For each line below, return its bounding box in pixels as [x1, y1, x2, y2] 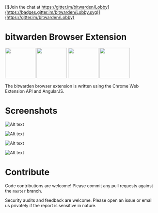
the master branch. [5, 188, 43, 194]
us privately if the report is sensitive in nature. [5, 202, 96, 208]
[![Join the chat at [5, 4, 41, 10]
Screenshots [5, 106, 58, 116]
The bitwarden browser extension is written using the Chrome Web [5, 83, 139, 89]
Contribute [5, 167, 50, 178]
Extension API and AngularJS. [5, 88, 64, 94]
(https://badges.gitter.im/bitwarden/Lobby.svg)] [5, 9, 100, 15]
